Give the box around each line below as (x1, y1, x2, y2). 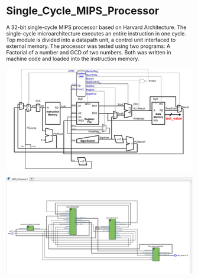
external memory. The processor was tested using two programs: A (6, 43, 171, 50)
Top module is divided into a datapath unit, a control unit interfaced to (6, 36, 176, 43)
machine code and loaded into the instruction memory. (6, 55, 139, 62)
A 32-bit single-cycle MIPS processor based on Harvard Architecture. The (6, 24, 187, 31)
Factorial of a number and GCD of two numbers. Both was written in (6, 48, 171, 56)
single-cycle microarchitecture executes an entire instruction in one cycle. (6, 30, 187, 37)
